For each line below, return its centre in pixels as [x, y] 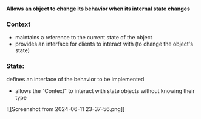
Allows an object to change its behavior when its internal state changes [98, 8]
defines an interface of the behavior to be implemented [75, 80]
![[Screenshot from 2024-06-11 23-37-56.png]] [66, 109]
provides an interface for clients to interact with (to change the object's [104, 44]
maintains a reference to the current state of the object [84, 37]
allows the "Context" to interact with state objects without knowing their [105, 91]
